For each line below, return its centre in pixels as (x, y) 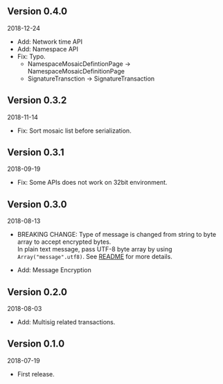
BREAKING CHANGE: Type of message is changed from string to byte (117, 235)
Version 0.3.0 (37, 204)
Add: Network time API (50, 42)
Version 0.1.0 (36, 344)
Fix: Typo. (32, 56)
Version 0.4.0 (37, 11)
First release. (36, 374)
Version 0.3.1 (36, 152)
